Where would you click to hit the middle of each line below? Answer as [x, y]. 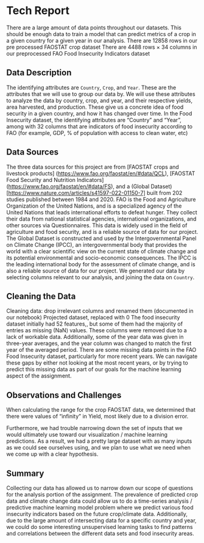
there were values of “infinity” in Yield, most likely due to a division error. [97, 417]
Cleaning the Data [41, 296]
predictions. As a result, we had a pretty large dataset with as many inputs [99, 441]
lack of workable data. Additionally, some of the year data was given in [95, 337]
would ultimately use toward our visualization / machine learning [87, 435]
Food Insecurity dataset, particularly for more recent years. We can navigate [102, 356]
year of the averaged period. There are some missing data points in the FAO [101, 350]
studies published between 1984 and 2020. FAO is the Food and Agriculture [101, 199]
